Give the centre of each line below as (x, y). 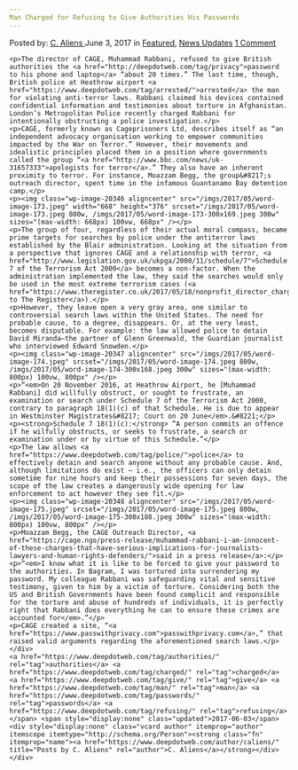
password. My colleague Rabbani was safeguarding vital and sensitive (142, 579)
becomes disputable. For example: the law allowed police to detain (138, 330)
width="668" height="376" (120, 206)
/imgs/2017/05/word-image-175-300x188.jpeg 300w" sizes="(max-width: (141, 517)
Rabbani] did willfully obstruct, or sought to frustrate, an (126, 393)
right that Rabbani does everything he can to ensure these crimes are (144, 610)
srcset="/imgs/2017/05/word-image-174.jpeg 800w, (166, 361)
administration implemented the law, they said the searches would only (146, 276)
